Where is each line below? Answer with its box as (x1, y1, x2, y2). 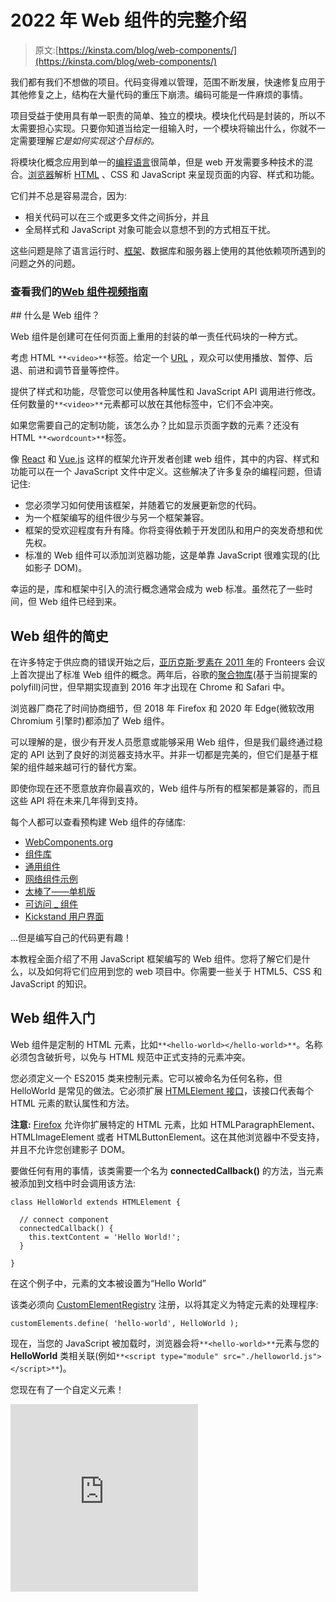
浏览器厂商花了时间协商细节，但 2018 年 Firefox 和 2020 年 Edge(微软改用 (10, 702, 315, 715)
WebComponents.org (24, 836, 114, 848)
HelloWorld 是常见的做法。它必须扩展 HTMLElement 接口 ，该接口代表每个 (10, 1084, 315, 1096)
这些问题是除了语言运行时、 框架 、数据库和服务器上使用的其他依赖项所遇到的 (10, 244, 326, 256)
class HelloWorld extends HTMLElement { (10, 1197, 182, 1207)
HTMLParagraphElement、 (209, 1118, 321, 1130)
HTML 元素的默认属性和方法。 (10, 1097, 135, 1109)
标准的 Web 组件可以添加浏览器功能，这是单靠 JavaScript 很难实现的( (24, 549, 312, 561)
